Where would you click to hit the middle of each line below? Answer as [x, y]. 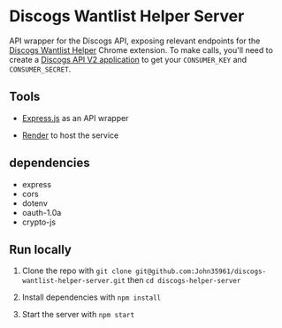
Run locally [41, 249]
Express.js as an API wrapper [75, 118]
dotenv [35, 203]
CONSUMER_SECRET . [40, 69]
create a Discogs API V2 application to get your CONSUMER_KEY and [128, 59]
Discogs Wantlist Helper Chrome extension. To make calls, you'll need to [141, 50]
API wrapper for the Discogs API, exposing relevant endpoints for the [135, 41]
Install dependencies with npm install [91, 297]
